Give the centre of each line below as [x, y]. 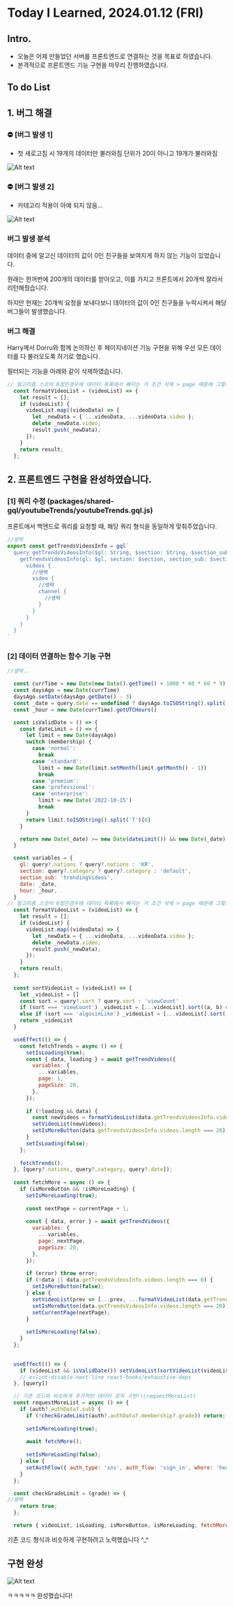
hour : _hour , [39, 890]
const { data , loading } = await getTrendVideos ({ [101, 1059]
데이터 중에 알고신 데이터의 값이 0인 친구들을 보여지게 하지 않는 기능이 [102, 255]
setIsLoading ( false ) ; [57, 1143]
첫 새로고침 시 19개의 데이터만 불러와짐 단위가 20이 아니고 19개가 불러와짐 [117, 153]
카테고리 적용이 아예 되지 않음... [60, 205]
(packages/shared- [80, 501]
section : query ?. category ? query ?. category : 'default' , [106, 871]
